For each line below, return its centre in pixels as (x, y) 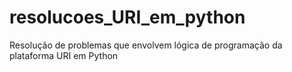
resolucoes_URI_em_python (127, 17)
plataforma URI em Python (64, 55)
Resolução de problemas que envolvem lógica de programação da (146, 45)
